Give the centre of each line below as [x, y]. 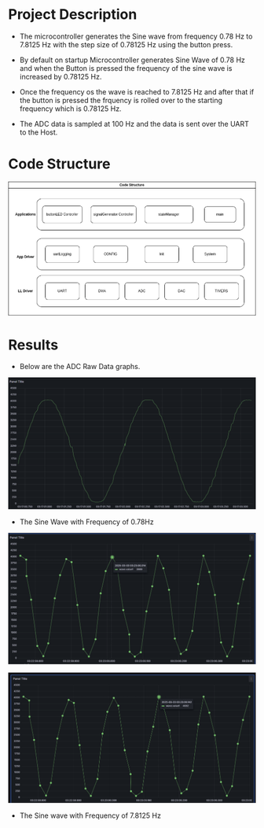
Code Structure [59, 164]
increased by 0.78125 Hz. [60, 76]
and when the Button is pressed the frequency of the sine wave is [126, 68]
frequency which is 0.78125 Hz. [70, 109]
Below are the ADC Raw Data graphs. [80, 367]
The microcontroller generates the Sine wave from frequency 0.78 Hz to [136, 36]
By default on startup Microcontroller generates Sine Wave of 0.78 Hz [132, 60]
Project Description [73, 15]
